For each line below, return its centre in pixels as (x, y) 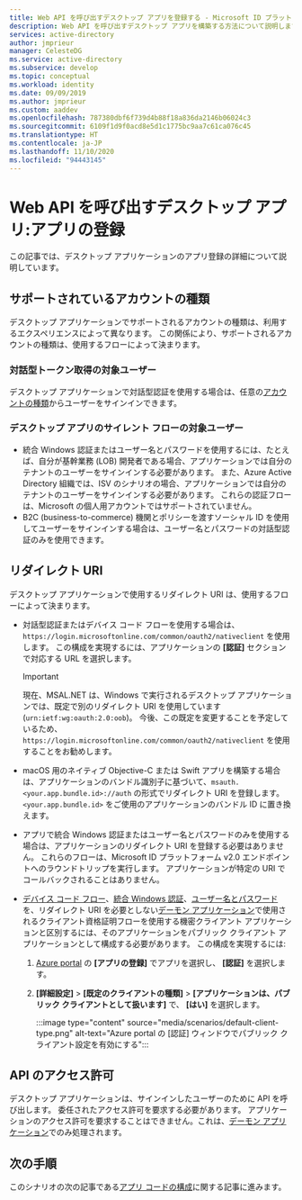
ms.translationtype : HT (54, 135)
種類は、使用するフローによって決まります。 (122, 345)
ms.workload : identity (52, 85)
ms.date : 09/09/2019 (48, 93)
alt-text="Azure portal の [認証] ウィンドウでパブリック (177, 1033)
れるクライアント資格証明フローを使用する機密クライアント (132, 921)
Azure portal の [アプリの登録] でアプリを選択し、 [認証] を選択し (157, 962)
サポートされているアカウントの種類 (110, 298)
